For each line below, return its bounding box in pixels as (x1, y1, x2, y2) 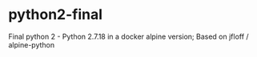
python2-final (8, 6, 102, 24)
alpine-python (8, 40, 54, 49)
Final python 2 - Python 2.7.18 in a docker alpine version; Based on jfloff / (8, 32, 250, 41)
